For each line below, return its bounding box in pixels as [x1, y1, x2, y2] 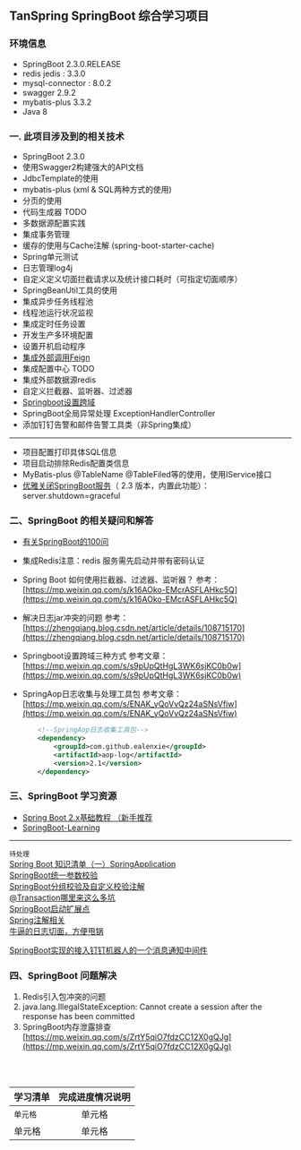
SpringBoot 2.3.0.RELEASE [21, 58, 122, 69]
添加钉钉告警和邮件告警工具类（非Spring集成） [21, 419, 197, 430]
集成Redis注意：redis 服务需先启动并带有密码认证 [21, 555, 205, 566]
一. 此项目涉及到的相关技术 [9, 130, 125, 142]
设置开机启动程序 [21, 340, 86, 351]
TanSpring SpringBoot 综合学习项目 [9, 8, 210, 24]
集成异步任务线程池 [21, 296, 94, 306]
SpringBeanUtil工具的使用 [21, 285, 118, 296]
